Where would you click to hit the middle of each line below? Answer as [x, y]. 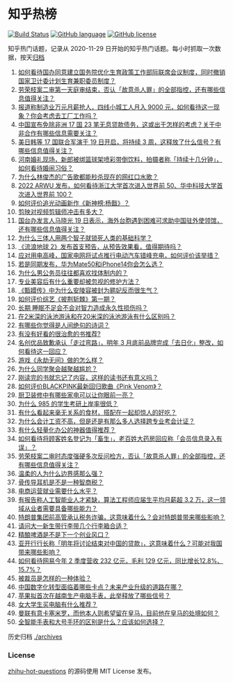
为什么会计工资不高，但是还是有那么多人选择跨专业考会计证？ [106, 421]
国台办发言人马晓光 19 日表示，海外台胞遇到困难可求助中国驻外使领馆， [120, 220]
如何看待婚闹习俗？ [46, 168]
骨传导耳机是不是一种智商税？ [61, 482]
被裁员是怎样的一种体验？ [55, 578]
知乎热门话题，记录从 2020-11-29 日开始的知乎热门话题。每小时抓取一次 [111, 48]
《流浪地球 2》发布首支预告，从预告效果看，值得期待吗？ [100, 246]
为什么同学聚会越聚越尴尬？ [58, 369]
